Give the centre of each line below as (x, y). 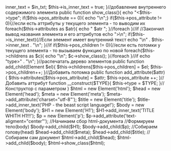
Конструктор (19, 89)
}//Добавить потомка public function (83, 72)
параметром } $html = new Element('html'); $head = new (99, 89)
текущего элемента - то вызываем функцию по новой (64, 50)
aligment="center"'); (27, 121)
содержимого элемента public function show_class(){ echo (69, 12)
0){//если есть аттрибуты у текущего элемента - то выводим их (75, 23)
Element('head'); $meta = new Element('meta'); (56, 94)
